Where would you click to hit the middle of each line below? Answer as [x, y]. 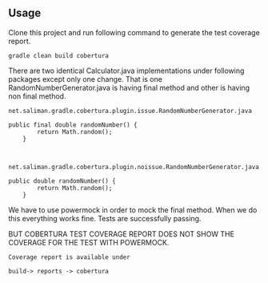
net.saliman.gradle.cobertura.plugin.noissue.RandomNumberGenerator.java [134, 167]
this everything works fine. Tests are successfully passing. [105, 218]
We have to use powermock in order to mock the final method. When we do [133, 210]
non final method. [37, 96]
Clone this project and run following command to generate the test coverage [134, 32]
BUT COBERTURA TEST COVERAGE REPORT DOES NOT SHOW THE [121, 234]
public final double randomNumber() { [73, 125]
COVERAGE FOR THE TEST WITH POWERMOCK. [89, 242]
